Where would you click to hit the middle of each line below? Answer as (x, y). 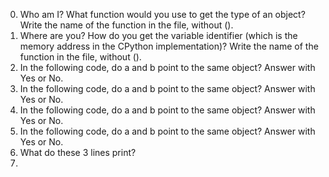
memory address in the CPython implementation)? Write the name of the (169, 46)
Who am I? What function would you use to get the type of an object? (162, 14)
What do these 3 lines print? (78, 152)
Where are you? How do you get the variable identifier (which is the (158, 35)
